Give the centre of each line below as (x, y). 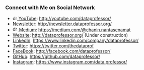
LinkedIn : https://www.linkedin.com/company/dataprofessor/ (76, 41)
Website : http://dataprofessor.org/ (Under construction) (70, 35)
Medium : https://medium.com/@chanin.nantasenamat (75, 30)
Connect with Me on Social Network (50, 8)
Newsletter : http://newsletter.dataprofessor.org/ (62, 24)
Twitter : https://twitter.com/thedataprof (53, 46)
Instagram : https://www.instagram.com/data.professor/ (70, 62)
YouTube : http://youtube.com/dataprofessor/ (65, 19)
